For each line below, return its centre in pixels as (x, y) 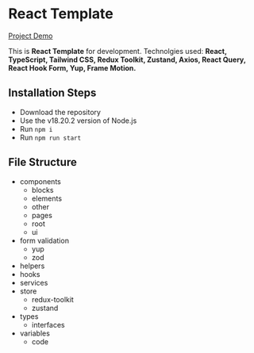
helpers (32, 266)
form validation (44, 240)
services (34, 282)
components (40, 181)
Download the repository (60, 112)
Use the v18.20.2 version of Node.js (78, 121)
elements (46, 198)
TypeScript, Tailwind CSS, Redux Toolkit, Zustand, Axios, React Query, (127, 59)
